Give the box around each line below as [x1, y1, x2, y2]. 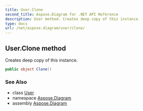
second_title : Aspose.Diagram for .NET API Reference [5, 12, 119, 17]
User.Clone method [5, 44, 66, 53]
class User [12, 90, 35, 96]
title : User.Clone [5, 7, 43, 12]
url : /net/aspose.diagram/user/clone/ [5, 26, 85, 31]
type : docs [5, 21, 28, 26]
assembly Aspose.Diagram [12, 100, 67, 107]
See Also [5, 78, 27, 85]
